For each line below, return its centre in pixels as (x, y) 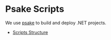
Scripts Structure (30, 32)
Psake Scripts (35, 9)
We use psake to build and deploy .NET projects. (56, 23)
